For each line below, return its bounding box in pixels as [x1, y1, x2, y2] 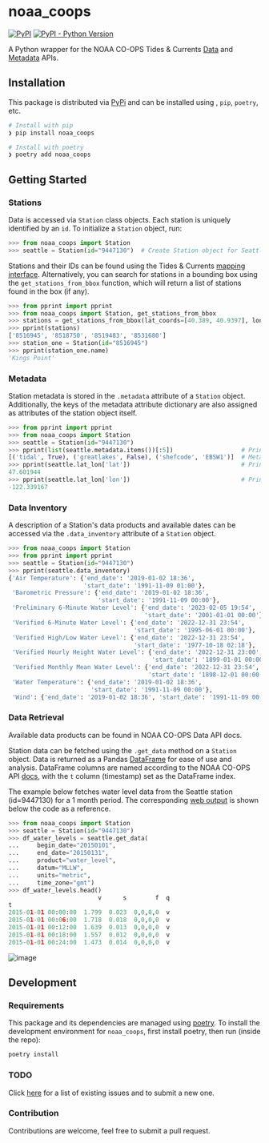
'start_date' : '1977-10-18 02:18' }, [133, 641, 256, 649]
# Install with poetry [8, 143, 84, 151]
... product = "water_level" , [8, 856, 116, 864]
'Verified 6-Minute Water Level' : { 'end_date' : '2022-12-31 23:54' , [11, 619, 246, 627]
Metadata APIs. [8, 53, 58, 62]
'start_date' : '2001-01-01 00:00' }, [144, 612, 267, 620]
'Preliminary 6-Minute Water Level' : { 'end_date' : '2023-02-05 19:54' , [11, 604, 256, 612]
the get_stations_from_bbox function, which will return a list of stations [8, 278, 242, 287]
